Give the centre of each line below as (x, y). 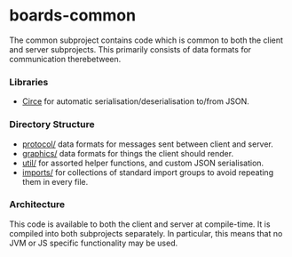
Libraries (29, 82)
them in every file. (55, 181)
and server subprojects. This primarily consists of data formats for (130, 49)
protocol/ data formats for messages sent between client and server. (147, 144)
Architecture (37, 205)
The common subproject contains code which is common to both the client (146, 40)
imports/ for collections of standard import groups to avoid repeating (147, 172)
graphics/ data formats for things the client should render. (127, 153)
